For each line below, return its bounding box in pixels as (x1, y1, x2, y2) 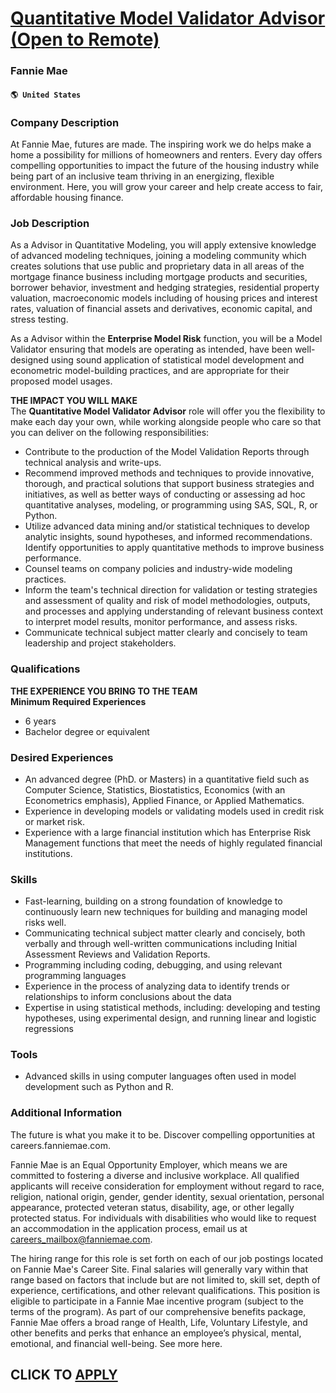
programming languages (24, 970, 127, 982)
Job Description (10, 216, 90, 230)
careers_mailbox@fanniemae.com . (10, 1233, 153, 1245)
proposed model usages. (10, 375, 113, 387)
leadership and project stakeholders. (24, 637, 177, 649)
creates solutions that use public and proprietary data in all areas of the (10, 260, 305, 272)
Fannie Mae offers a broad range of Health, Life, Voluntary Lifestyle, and (10, 1316, 308, 1328)
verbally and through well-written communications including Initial (24, 938, 298, 950)
